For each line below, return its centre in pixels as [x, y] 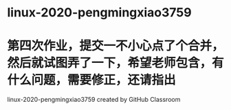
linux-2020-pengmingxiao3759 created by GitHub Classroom [94, 100]
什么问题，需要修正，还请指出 [92, 80]
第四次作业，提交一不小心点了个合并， [116, 46]
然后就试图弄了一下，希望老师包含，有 [116, 63]
